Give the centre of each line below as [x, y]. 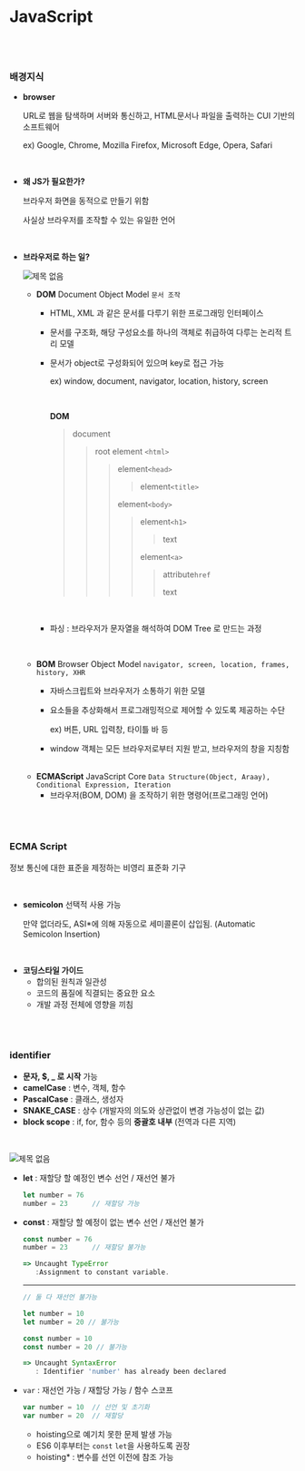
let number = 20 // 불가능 [71, 1322]
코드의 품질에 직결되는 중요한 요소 [96, 993]
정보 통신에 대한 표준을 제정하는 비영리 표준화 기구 [98, 868]
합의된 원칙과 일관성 [71, 981]
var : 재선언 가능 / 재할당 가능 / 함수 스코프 [98, 1390]
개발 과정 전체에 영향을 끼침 [84, 1004]
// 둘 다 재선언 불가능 [60, 1298]
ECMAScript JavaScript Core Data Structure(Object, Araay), [153, 777]
